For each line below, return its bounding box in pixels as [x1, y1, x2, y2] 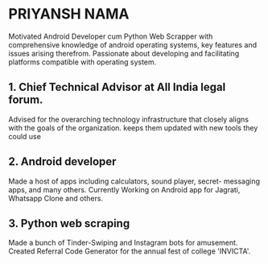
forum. [8, 93, 43, 107]
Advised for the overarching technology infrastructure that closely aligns [8, 114, 249, 124]
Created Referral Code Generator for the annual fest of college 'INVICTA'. [8, 246, 251, 256]
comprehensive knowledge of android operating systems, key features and [8, 39, 258, 49]
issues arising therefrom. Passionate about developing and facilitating [8, 48, 240, 58]
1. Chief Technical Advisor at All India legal [8, 80, 226, 94]
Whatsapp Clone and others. [8, 193, 103, 203]
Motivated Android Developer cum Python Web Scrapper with [8, 31, 213, 41]
